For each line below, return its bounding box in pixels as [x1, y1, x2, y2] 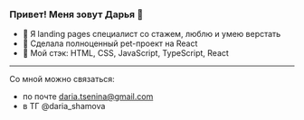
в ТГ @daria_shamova [22, 101, 106, 112]
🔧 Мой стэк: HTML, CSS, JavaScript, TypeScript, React [22, 48, 229, 59]
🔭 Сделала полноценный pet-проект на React [22, 38, 198, 49]
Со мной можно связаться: [9, 74, 115, 85]
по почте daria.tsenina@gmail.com [22, 91, 154, 102]
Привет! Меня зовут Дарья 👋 [9, 8, 144, 21]
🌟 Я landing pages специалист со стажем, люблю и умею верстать [22, 29, 281, 40]
